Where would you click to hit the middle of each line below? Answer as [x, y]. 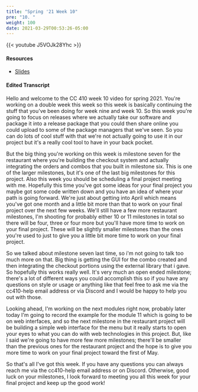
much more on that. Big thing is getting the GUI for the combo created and [97, 259]
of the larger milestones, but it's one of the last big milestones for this [91, 173]
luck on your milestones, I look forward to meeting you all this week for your [98, 377]
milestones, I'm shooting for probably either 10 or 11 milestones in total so [95, 216]
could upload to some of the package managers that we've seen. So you [95, 129]
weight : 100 [21, 22]
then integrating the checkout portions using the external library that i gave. [98, 265]
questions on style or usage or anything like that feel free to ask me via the [97, 284]
